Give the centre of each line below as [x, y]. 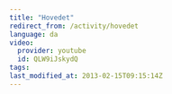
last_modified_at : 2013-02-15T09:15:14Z [86, 76]
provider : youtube [52, 51]
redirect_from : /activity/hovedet [74, 26]
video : [22, 43]
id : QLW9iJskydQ [48, 59]
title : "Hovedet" [42, 17]
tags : [19, 68]
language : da [34, 34]
